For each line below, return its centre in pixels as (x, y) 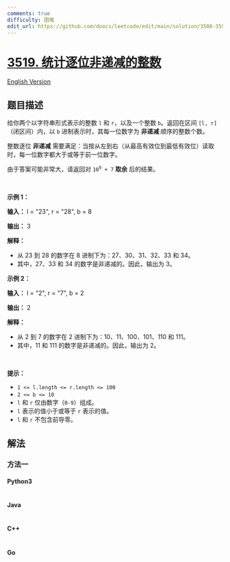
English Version (29, 82)
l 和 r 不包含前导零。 (47, 420)
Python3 (20, 482)
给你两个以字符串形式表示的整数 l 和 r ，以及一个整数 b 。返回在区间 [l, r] (112, 123)
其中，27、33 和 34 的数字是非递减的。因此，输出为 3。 (96, 264)
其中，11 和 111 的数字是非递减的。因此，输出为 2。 (88, 346)
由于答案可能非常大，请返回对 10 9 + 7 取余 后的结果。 (83, 169)
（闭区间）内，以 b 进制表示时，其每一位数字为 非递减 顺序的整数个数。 (108, 132)
